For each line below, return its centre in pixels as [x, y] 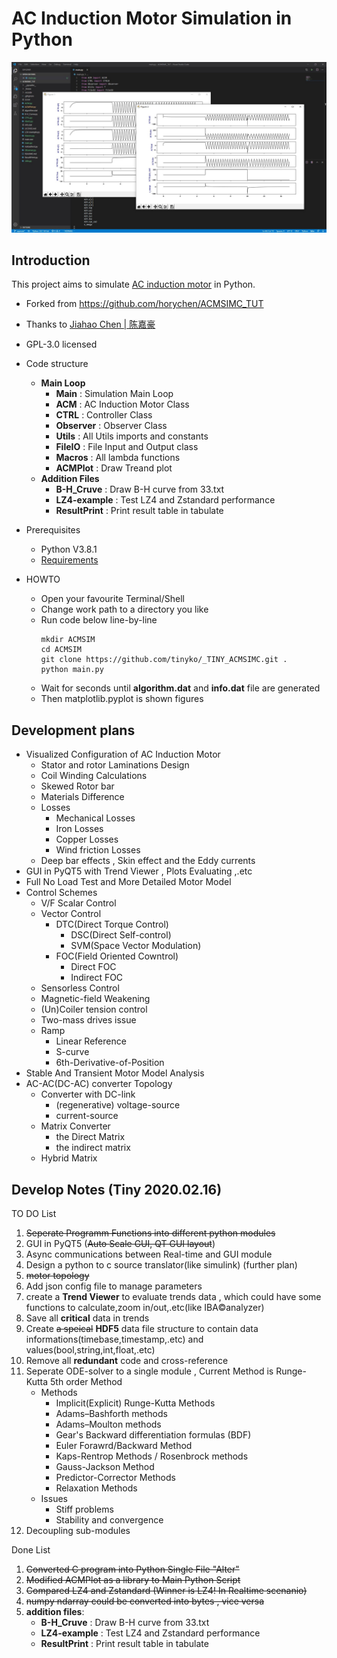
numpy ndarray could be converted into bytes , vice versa [145, 1601]
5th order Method [86, 1382]
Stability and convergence [109, 1520]
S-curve [72, 1052]
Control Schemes [61, 893]
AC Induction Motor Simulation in [152, 18]
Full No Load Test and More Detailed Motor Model [128, 882]
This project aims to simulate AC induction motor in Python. [133, 284]
